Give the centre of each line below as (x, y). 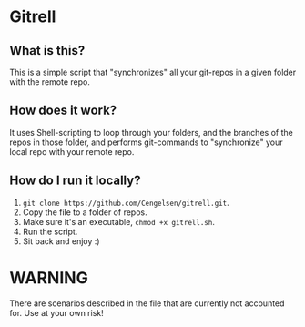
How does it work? (63, 111)
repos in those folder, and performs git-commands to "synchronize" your (146, 142)
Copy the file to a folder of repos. (85, 212)
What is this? (47, 51)
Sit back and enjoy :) (61, 241)
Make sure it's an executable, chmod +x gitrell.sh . (119, 221)
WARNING (49, 277)
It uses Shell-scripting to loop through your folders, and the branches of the (151, 132)
